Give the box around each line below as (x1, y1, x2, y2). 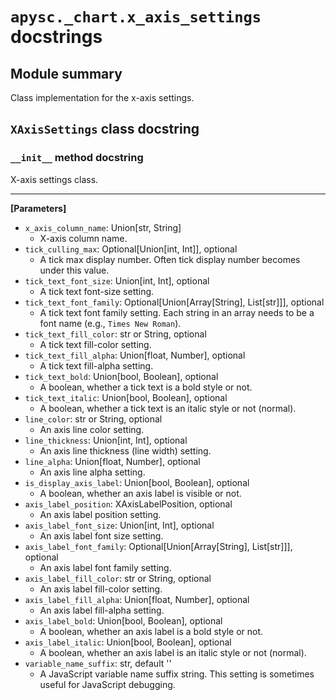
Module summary (10, 65, 123, 82)
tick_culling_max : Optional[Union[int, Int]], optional (24, 243, 238, 255)
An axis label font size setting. (39, 529, 164, 542)
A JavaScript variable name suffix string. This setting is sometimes (39, 668, 315, 680)
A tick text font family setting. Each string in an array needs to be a (39, 306, 315, 318)
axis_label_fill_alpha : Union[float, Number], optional (24, 593, 250, 605)
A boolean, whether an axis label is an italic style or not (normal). (39, 646, 307, 658)
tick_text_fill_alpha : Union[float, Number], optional (24, 349, 246, 361)
